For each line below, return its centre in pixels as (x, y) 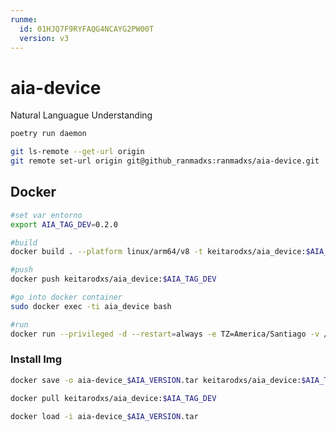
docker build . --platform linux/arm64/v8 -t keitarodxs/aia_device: (158, 252)
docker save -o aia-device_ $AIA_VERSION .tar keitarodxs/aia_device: (156, 380)
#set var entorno (46, 215)
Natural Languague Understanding (81, 115)
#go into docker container (66, 297)
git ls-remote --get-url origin (77, 152)
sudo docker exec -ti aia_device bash (91, 306)
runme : (24, 19)
